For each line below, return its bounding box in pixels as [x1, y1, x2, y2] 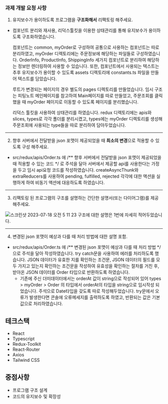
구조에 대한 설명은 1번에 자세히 [77, 212, 137, 218]
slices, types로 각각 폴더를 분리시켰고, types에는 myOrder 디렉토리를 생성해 [12, 116, 162, 122]
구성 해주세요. [21, 144, 49, 150]
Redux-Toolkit [12, 341, 41, 347]
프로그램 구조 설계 [12, 387, 47, 393]
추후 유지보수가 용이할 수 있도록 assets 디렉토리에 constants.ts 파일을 [12, 69, 150, 76]
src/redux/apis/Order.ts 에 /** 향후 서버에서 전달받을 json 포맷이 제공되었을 [12, 155, 161, 161]
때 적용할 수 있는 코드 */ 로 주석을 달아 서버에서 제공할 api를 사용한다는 [12, 161, 150, 167]
